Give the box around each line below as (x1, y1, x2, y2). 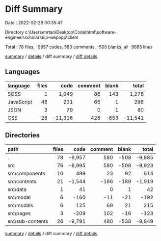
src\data (7, 186, 27, 192)
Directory (5, 29, 24, 35)
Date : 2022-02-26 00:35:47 (5, 20, 63, 26)
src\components (7, 170, 46, 177)
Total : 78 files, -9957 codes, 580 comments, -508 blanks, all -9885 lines (5, 44, 153, 50)
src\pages (7, 210, 31, 216)
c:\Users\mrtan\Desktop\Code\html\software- (25, 29, 117, 35)
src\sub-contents (7, 217, 48, 224)
